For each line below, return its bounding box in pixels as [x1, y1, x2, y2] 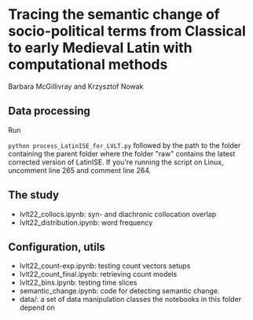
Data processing [8, 105, 90, 118]
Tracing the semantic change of [8, 6, 220, 24]
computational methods [8, 56, 168, 74]
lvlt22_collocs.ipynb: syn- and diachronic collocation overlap [19, 209, 217, 219]
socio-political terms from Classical [8, 22, 246, 40]
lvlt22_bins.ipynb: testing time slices [19, 278, 137, 288]
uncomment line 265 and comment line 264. [8, 165, 152, 175]
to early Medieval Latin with [8, 39, 192, 57]
